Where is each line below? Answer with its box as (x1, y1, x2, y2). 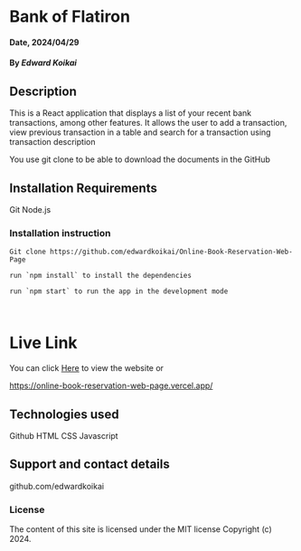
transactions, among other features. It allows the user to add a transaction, (9, 118, 287, 128)
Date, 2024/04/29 (9, 36, 80, 47)
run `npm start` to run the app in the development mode (9, 287, 229, 296)
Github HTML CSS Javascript (9, 431, 119, 442)
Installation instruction (9, 226, 111, 239)
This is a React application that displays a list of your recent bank (9, 108, 251, 119)
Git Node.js (9, 204, 52, 214)
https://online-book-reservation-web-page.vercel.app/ (9, 380, 213, 391)
